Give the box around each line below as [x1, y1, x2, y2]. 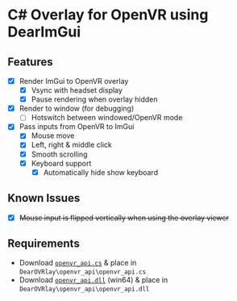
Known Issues [7, 191, 81, 205]
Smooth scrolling [31, 149, 88, 159]
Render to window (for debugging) [19, 103, 135, 114]
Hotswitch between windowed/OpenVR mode [31, 113, 183, 123]
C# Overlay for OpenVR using [7, 6, 209, 24]
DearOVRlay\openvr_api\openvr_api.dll [19, 285, 150, 294]
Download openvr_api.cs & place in [19, 258, 137, 268]
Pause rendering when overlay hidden [31, 94, 158, 104]
